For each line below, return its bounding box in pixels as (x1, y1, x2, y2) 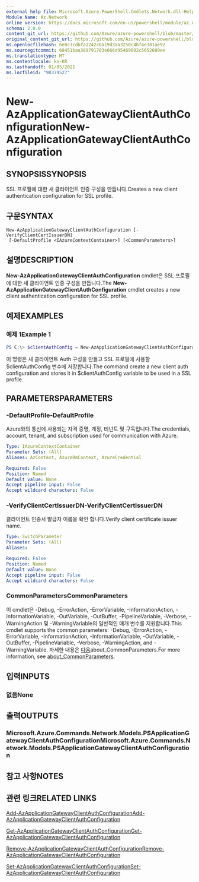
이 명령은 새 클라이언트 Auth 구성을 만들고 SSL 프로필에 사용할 (6, 356, 150, 363)
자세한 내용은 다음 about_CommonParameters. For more (49, 646, 181, 653)
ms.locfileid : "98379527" (6, 69, 70, 75)
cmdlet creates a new (127, 286, 181, 293)
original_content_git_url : (6, 36, 73, 42)
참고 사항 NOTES (6, 771, 64, 781)
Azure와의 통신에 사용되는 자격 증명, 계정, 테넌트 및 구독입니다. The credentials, (6, 425, 191, 432)
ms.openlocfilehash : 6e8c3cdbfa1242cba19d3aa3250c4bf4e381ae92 (6, 42, 166, 48)
